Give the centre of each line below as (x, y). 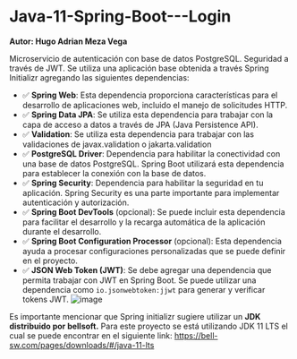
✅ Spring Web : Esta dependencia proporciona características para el (150, 95)
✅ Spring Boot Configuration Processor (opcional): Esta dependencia (152, 241)
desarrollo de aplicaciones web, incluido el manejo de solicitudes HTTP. (155, 105)
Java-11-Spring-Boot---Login (120, 17)
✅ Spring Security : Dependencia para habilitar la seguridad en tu (143, 183)
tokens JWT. (46, 299)
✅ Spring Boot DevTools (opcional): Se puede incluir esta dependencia (154, 211)
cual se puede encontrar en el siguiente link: (91, 335)
